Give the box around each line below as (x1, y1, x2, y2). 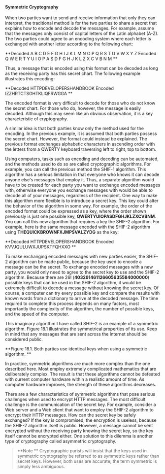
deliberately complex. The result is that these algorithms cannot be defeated (5, 371, 160, 377)
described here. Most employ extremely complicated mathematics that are (5, 366, 157, 372)
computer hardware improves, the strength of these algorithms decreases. (5, 382, 157, 388)
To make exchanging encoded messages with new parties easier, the (5, 254, 145, 260)
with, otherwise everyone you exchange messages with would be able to (5, 187, 153, 193)
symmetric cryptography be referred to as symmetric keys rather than (17, 453, 160, 459)
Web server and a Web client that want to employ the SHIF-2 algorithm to (5, 407, 154, 413)
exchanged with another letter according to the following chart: (5, 41, 133, 47)
